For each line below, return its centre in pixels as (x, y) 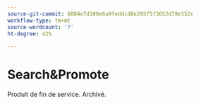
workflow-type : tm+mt (39, 21)
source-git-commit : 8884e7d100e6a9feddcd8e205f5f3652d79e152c (100, 14)
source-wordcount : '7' (41, 27)
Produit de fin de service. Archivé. (57, 94)
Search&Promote (58, 75)
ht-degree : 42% (30, 34)
